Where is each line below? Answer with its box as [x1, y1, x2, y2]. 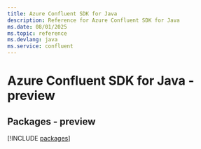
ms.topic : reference [7, 29, 68, 37]
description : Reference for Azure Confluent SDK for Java [7, 17, 180, 24]
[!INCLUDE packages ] [7, 134, 71, 142]
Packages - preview [7, 115, 96, 127]
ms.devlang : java [7, 36, 58, 43]
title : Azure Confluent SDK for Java [7, 10, 118, 17]
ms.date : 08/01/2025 [7, 23, 68, 30]
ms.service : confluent [7, 43, 74, 50]
